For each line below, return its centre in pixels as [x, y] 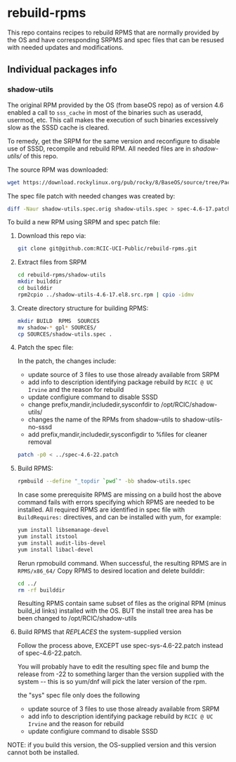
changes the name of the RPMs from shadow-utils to [104, 419]
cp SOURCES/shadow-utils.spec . [65, 334]
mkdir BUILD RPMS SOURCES [58, 321]
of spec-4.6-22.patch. [50, 653]
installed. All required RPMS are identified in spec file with [101, 510]
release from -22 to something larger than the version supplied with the [121, 674]
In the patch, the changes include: [67, 361]
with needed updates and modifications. [66, 47]
